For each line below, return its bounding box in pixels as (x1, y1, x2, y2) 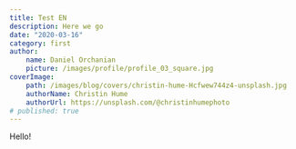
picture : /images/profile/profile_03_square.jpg (26, 65, 214, 74)
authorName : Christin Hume (26, 89, 128, 98)
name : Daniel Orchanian (26, 55, 117, 65)
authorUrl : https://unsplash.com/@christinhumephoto (26, 97, 230, 107)
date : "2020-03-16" (9, 30, 84, 39)
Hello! (9, 131, 32, 142)
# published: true (9, 106, 79, 115)
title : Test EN (9, 13, 67, 23)
